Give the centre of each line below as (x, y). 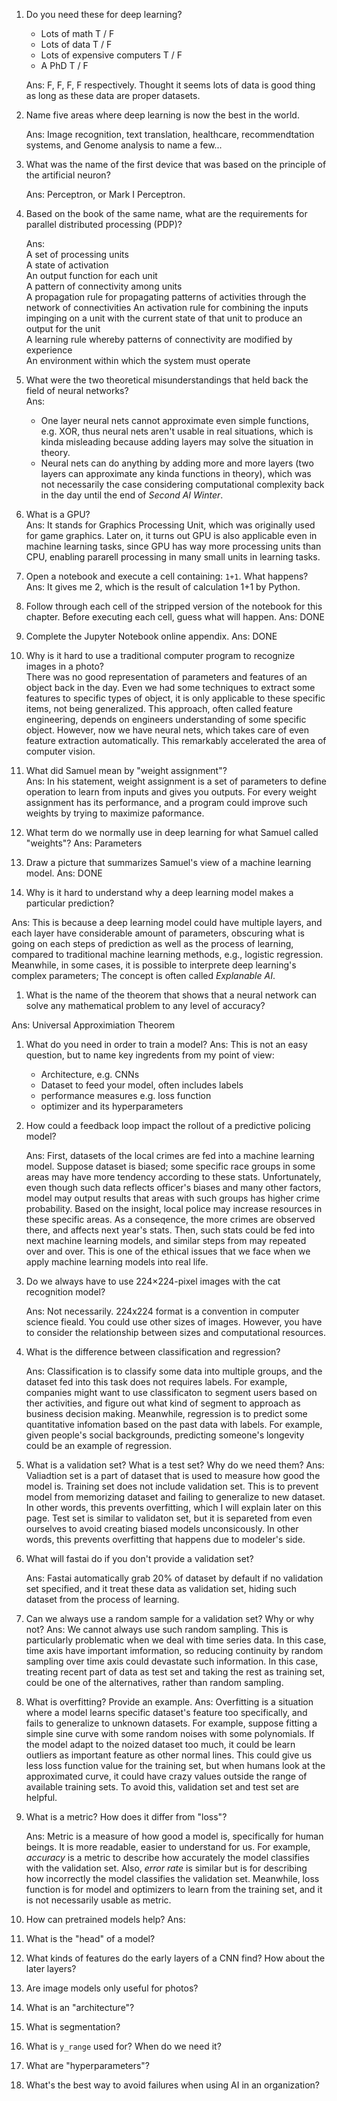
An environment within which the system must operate (138, 360)
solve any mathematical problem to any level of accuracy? (145, 1005)
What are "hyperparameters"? (88, 2065)
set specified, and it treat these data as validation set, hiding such (161, 1588)
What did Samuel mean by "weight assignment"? (126, 770)
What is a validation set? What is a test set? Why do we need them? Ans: (175, 1465)
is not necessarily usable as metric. (98, 1900)
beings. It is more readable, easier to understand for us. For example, (168, 1847)
